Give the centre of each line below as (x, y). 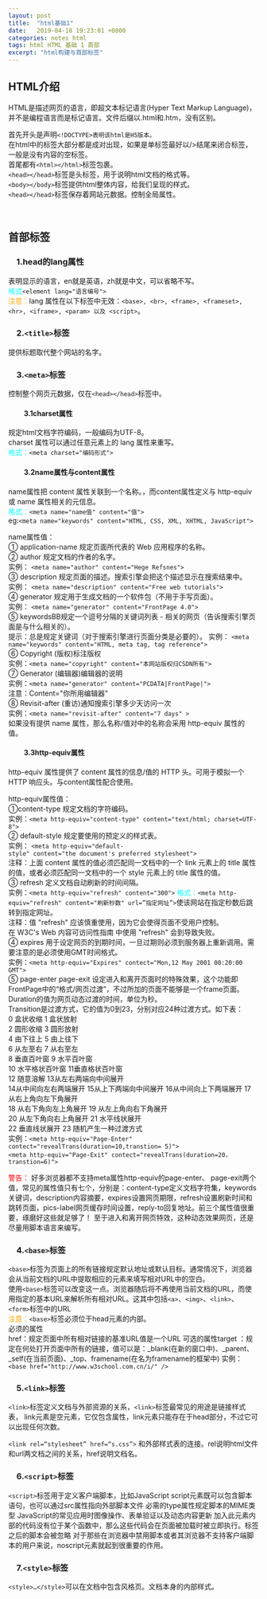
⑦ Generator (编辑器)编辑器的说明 (66, 673)
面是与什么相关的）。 (41, 626)
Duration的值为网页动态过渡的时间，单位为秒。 (85, 999)
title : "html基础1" (41, 23)
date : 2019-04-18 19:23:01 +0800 (67, 30)
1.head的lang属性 (50, 262)
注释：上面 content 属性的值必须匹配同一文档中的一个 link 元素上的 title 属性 (132, 862)
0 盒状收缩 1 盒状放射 (43, 1019)
